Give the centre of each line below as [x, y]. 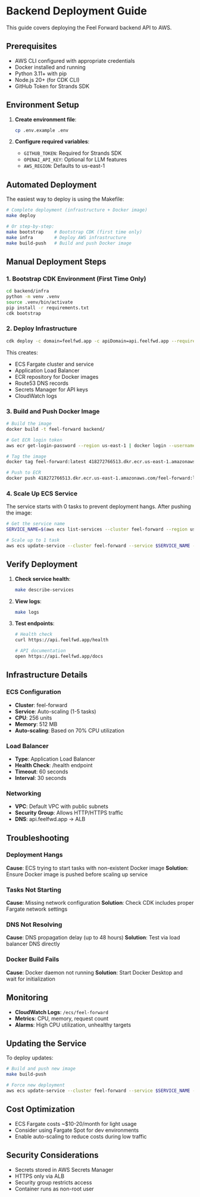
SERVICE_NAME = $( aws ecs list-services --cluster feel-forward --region [97, 529]
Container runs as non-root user [54, 1189]
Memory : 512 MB [36, 724]
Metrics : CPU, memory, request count [62, 1018]
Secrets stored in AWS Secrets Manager [64, 1170]
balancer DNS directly [33, 944]
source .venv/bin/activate [40, 302]
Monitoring [27, 998]
